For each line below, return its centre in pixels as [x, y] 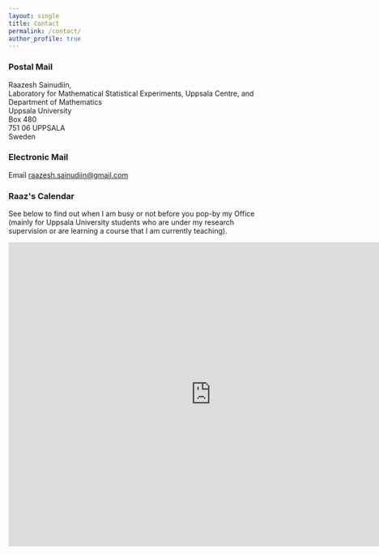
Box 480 [23, 119]
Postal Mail [31, 67]
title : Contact [34, 24]
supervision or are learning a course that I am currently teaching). [118, 231]
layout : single [34, 16]
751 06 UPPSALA [37, 127]
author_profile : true [45, 39]
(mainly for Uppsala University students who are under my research [121, 222]
